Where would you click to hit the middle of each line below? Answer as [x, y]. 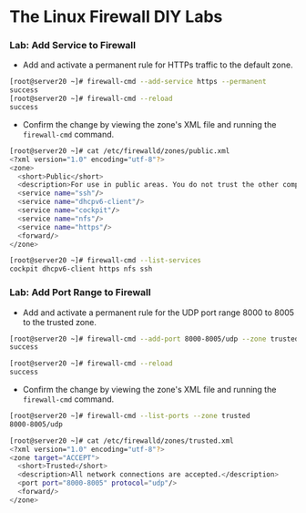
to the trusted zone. [60, 322]
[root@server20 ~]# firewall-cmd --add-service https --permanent [138, 82]
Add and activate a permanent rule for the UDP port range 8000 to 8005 [158, 313]
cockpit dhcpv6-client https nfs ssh [81, 269]
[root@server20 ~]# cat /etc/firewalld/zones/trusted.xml [122, 441]
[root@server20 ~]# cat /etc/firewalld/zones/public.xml [120, 151]
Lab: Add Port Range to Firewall [81, 292]
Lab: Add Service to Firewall [73, 46]
